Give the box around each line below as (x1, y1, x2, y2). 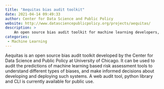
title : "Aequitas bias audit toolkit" (5, 7, 85, 12)
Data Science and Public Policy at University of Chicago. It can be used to (5, 57, 155, 64)
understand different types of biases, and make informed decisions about (5, 68, 154, 74)
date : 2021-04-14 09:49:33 (5, 12, 61, 17)
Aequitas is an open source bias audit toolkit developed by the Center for (5, 52, 154, 58)
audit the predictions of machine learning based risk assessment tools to (5, 63, 153, 68)
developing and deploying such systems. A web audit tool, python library (5, 73, 153, 79)
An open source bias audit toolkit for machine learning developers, (14, 30, 160, 35)
